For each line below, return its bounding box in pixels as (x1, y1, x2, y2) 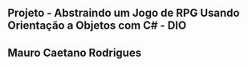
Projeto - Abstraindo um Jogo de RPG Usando (7, 6, 240, 20)
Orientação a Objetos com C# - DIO (7, 19, 187, 33)
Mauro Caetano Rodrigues (7, 45, 142, 59)
